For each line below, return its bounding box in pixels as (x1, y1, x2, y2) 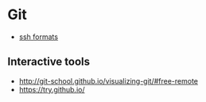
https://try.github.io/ (18, 84, 85, 94)
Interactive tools (7, 55, 91, 69)
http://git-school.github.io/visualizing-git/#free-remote (18, 76, 198, 85)
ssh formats (18, 32, 59, 41)
